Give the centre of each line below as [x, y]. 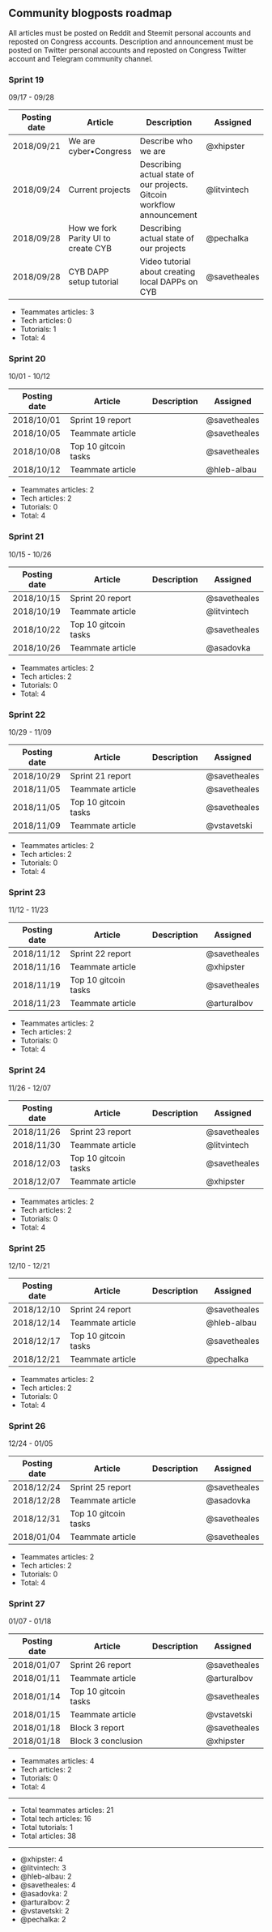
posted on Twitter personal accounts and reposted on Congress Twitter [127, 50]
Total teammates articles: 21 [67, 1810]
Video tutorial [165, 262]
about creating [168, 272]
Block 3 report [97, 1728]
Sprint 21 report [100, 776]
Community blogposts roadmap [90, 13]
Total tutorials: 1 [46, 1828]
